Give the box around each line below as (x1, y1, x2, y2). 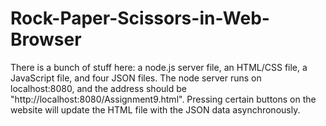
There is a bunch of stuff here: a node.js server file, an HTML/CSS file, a (10, 61, 308, 73)
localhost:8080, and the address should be (10, 82, 187, 94)
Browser (10, 28, 82, 51)
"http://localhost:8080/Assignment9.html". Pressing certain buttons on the (10, 93, 317, 105)
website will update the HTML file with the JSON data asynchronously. (10, 103, 301, 116)
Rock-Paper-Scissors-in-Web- (10, 7, 270, 30)
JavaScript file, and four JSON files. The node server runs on (10, 72, 262, 84)
